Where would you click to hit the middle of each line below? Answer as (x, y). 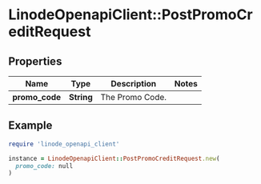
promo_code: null (44, 166)
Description (134, 84)
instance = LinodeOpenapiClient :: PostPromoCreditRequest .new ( (114, 158)
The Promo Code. (133, 97)
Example (30, 126)
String (81, 97)
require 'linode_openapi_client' (64, 144)
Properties (35, 61)
